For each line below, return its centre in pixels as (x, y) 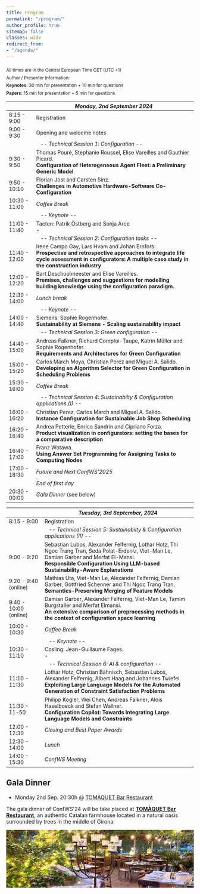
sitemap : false (25, 32)
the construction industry (69, 266)
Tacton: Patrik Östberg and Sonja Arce (83, 223)
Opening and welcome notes (71, 132)
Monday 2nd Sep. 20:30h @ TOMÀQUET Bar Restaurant (84, 797)
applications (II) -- (68, 536)
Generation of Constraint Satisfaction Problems (105, 691)
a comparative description (69, 439)
